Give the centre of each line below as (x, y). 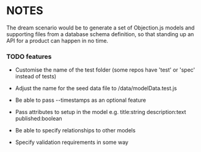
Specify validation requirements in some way (72, 142)
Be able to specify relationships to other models (75, 131)
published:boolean (38, 119)
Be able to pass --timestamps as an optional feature (81, 100)
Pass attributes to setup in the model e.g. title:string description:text (100, 112)
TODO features (29, 56)
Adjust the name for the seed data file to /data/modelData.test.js (96, 88)
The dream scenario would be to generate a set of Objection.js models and (100, 28)
